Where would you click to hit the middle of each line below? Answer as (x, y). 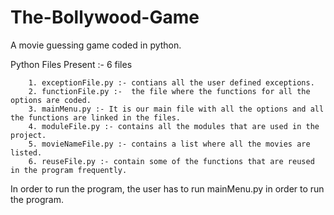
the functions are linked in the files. (96, 117)
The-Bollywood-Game (105, 17)
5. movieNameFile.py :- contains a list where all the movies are (169, 144)
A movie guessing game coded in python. (96, 45)
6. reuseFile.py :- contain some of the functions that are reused (171, 161)
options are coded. (51, 100)
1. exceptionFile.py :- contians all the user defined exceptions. (171, 82)
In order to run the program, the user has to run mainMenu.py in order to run (167, 188)
